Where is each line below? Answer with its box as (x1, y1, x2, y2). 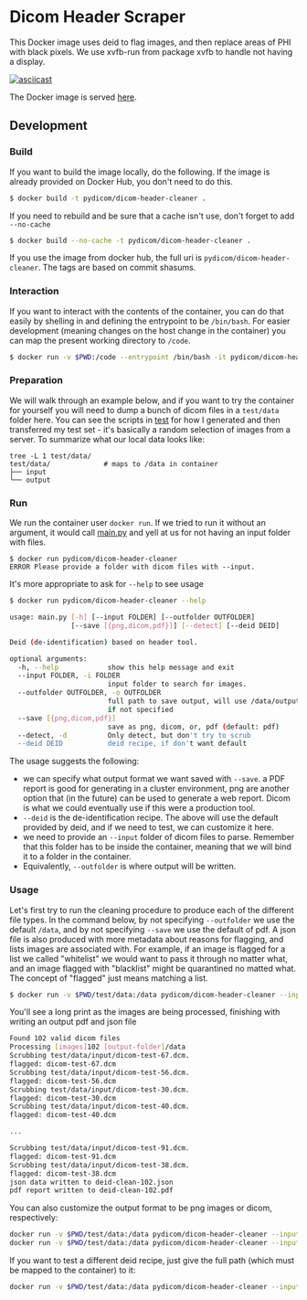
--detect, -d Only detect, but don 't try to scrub (17, 730, 251, 740)
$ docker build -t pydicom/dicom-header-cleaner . (9, 194, 206, 203)
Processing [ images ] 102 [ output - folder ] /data (9, 1042, 185, 1052)
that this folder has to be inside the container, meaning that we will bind (22, 841, 292, 852)
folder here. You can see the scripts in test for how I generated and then (9, 414, 281, 425)
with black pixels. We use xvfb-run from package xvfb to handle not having (9, 46, 293, 57)
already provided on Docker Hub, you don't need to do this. (9, 176, 233, 186)
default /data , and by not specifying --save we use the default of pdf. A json (9, 923, 297, 934)
